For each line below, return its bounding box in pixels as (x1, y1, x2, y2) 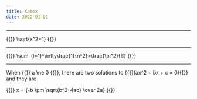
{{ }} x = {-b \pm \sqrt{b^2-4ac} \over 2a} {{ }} (6, 86, 116, 93)
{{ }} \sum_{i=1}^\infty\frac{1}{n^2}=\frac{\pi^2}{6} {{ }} (6, 52, 137, 59)
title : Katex (6, 8, 38, 15)
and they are (6, 75, 37, 82)
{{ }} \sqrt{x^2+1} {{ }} (6, 36, 57, 43)
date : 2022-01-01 (6, 14, 49, 20)
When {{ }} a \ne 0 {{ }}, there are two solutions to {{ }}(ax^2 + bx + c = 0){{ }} (6, 69, 189, 76)
